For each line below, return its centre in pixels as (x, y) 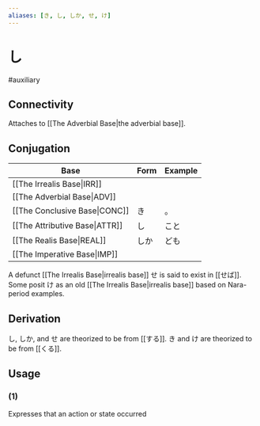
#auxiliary (24, 79)
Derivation (34, 319)
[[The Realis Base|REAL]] (59, 241)
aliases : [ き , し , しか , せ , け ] (60, 15)
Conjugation (40, 148)
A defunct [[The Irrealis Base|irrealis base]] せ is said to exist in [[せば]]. (125, 275)
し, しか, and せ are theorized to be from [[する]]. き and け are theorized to (130, 339)
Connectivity (41, 104)
